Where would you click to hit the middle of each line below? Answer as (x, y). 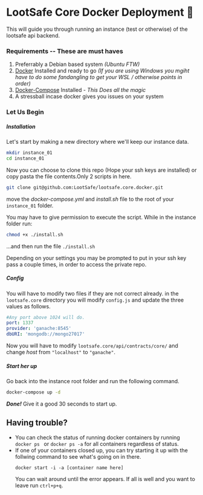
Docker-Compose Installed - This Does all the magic (80, 90)
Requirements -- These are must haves (65, 51)
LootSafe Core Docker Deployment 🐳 (100, 12)
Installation (21, 126)
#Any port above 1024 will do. (46, 317)
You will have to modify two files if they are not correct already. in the (93, 293)
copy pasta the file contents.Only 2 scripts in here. (69, 176)
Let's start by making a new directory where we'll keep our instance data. (98, 142)
